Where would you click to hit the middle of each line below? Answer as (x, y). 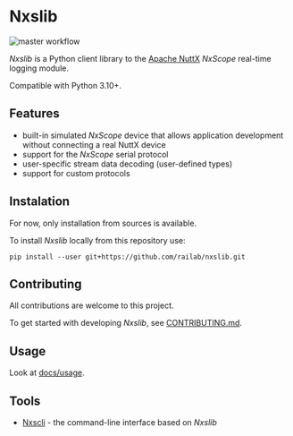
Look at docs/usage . (47, 372)
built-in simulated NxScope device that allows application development (153, 135)
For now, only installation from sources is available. (103, 223)
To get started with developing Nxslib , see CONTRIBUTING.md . (126, 323)
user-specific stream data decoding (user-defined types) (127, 164)
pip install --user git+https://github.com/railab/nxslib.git (127, 257)
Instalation (39, 202)
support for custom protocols (76, 173)
